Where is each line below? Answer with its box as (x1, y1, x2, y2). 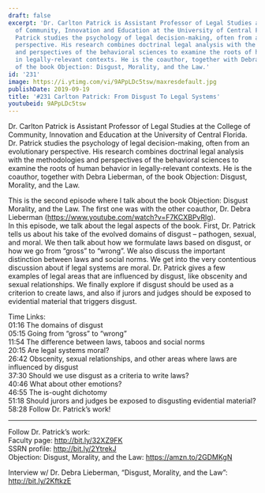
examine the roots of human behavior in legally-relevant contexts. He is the (8, 164, 252, 173)
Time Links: (8, 312, 46, 321)
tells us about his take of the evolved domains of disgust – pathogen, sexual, (8, 229, 256, 239)
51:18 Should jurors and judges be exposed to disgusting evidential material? (8, 396, 256, 406)
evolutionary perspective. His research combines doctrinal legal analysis (8, 147, 244, 157)
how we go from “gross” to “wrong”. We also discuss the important (8, 246, 226, 256)
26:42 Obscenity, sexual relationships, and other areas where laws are (8, 354, 237, 364)
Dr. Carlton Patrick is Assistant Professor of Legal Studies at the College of (8, 122, 251, 131)
